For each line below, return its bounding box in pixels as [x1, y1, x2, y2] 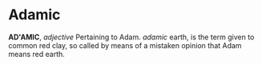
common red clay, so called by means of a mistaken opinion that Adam [8, 40, 242, 50]
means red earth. [8, 49, 66, 59]
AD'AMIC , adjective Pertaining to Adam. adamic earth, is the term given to [8, 32, 255, 42]
